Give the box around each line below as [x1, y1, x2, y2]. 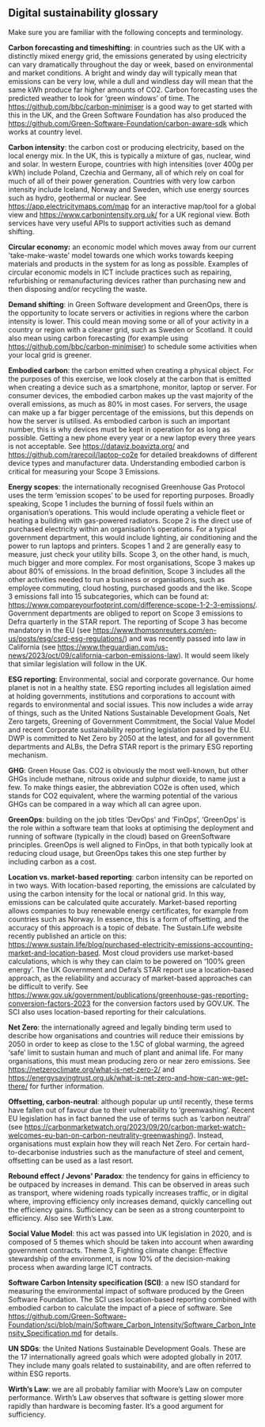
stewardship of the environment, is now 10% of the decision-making [8, 1253, 231, 1264]
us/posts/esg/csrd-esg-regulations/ [8, 634, 125, 643]
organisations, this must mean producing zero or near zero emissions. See [8, 1056, 251, 1065]
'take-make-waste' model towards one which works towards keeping [8, 250, 234, 260]
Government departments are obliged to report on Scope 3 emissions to [8, 608, 244, 618]
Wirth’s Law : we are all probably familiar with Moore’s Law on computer [8, 1384, 243, 1394]
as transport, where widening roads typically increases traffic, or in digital [8, 1187, 248, 1197]
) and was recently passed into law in [124, 634, 247, 643]
